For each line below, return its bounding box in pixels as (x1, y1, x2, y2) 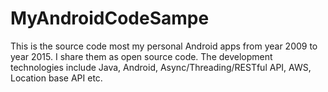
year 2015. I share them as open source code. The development (10, 50, 273, 62)
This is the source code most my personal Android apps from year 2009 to (10, 40, 318, 52)
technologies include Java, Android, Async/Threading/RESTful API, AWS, (10, 61, 312, 73)
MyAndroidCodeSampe (10, 7, 210, 30)
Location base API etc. (10, 72, 103, 84)
